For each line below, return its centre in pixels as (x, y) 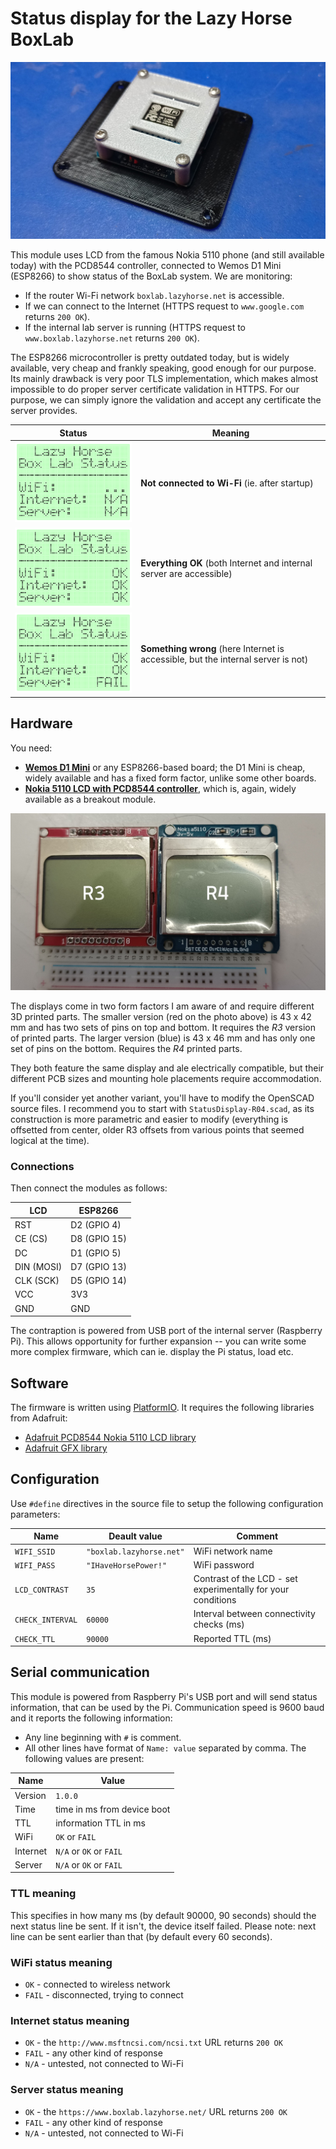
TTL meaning (43, 1894)
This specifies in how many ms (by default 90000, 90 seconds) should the (163, 1915)
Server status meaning (67, 2090)
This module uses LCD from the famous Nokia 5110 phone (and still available (167, 255)
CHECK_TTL (35, 1639)
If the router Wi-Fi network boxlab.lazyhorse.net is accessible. (154, 296)
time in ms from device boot (113, 1809)
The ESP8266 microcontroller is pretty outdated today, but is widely (150, 358)
